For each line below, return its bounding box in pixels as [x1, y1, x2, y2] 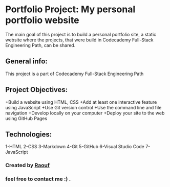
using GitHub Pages [5, 115, 48, 121]
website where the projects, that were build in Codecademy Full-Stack [5, 37, 154, 43]
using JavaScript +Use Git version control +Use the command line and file [5, 104, 162, 110]
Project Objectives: [5, 85, 68, 94]
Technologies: [5, 130, 52, 138]
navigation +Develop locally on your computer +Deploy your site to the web [5, 110, 165, 116]
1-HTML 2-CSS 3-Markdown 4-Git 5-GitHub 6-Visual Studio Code [5, 144, 145, 150]
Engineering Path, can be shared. [5, 42, 76, 48]
